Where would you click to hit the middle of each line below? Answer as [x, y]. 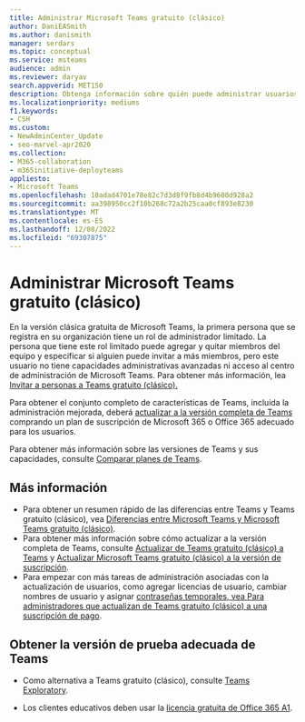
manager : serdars [42, 43]
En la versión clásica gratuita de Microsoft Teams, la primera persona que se [152, 327]
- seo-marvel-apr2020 [50, 145]
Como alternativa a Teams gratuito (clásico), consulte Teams [136, 680]
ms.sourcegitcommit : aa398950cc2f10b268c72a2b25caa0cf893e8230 [132, 204]
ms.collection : [38, 153]
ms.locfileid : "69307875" [58, 237]
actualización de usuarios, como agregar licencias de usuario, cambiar [155, 587]
